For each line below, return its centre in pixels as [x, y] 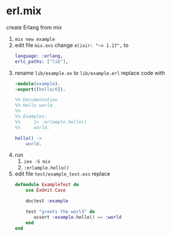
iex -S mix [37, 162]
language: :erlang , [39, 56]
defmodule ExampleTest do [47, 185]
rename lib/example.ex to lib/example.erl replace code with [90, 73]
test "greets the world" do [60, 212]
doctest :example [47, 201]
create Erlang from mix [34, 27]
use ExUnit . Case [46, 190]
